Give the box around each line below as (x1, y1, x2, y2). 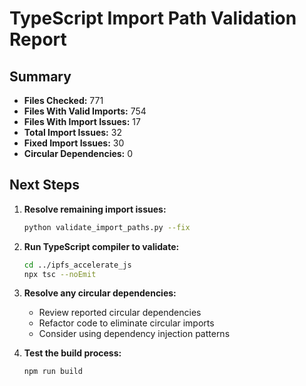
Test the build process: (23, 347, 122, 359)
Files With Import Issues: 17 (23, 116, 141, 127)
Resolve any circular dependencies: (23, 287, 177, 299)
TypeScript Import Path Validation (9, 7, 297, 30)
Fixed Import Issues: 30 (23, 137, 125, 149)
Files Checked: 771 (23, 95, 104, 106)
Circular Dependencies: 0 (23, 148, 134, 159)
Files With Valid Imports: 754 (23, 105, 147, 117)
